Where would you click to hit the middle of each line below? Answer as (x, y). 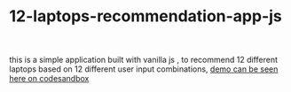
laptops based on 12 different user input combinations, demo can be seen (144, 69)
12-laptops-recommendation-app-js (145, 16)
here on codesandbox (49, 78)
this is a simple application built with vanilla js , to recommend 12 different (143, 59)
